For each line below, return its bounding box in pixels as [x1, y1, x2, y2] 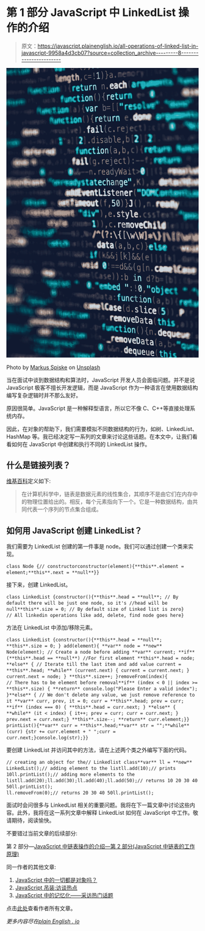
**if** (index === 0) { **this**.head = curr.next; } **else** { [6, 705, 176, 711]
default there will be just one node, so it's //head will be [6, 600, 168, 607]
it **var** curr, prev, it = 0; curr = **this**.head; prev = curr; [6, 698, 184, 705]
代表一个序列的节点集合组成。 [26, 506, 102, 513]
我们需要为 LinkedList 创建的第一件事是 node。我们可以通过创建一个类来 [6, 543, 189, 550]
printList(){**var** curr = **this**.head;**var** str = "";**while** [6, 723, 190, 729]
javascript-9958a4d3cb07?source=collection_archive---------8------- [21, 49, 199, 56]
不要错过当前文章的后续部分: [6, 830, 78, 837]
